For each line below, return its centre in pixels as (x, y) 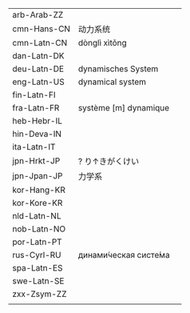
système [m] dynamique (124, 108)
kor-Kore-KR (38, 203)
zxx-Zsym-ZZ (40, 294)
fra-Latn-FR (36, 108)
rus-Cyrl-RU (37, 255)
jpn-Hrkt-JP (36, 161)
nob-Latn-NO (39, 229)
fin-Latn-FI (34, 95)
